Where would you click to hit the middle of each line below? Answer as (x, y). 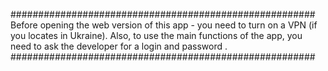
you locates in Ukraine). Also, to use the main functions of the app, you (156, 35)
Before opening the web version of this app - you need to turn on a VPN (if (164, 25)
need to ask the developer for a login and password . (119, 46)
